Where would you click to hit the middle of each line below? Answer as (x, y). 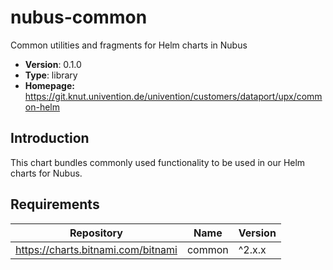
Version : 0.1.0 (53, 64)
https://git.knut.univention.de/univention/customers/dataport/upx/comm (173, 96)
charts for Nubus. (46, 173)
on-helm (42, 107)
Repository (96, 233)
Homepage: (49, 85)
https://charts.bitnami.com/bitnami (96, 249)
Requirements (55, 204)
